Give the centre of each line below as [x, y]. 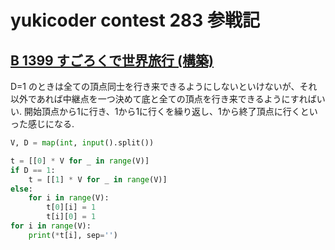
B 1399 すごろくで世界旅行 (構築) [112, 60]
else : [21, 189]
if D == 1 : [33, 170]
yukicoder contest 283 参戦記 [135, 20]
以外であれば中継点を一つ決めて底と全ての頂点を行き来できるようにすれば [163, 99]
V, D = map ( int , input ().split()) [82, 143]
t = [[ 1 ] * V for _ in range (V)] [98, 179]
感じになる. [51, 124]
